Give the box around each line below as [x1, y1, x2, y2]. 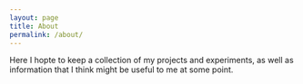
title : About [9, 22, 59, 31]
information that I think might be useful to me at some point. [9, 64, 234, 75]
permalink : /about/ [9, 30, 84, 39]
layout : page [9, 13, 59, 23]
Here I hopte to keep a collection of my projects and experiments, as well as [9, 55, 294, 66]
